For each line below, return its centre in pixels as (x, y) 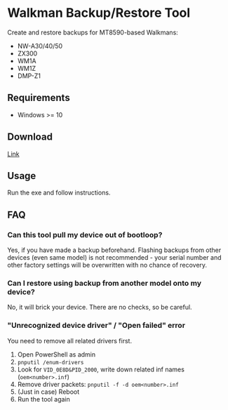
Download (30, 137)
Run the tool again (43, 399)
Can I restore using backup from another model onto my (105, 283)
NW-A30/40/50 (40, 46)
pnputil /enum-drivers (51, 362)
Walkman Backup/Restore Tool (99, 13)
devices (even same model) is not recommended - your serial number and (115, 258)
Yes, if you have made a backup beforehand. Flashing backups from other (114, 250)
